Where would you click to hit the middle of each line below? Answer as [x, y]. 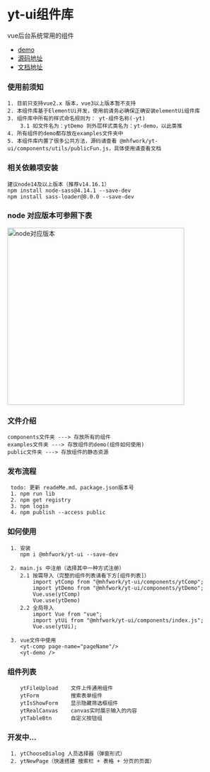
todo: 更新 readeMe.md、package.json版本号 [72, 488]
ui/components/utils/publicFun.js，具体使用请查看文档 [84, 149]
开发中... [22, 737]
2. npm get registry [41, 500]
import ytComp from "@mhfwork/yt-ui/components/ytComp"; [118, 581]
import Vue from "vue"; [68, 614]
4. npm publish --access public [58, 513]
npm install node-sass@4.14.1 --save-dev [69, 191]
